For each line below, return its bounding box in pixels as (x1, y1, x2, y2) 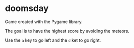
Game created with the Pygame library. (5, 19, 83, 24)
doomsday (5, 3, 49, 14)
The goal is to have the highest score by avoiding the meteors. (5, 28, 130, 34)
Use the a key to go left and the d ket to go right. (5, 37, 101, 43)
